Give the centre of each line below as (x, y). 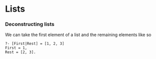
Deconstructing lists (30, 24)
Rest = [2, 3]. (21, 52)
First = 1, (16, 48)
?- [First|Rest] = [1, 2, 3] (35, 44)
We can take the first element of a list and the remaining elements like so (78, 35)
